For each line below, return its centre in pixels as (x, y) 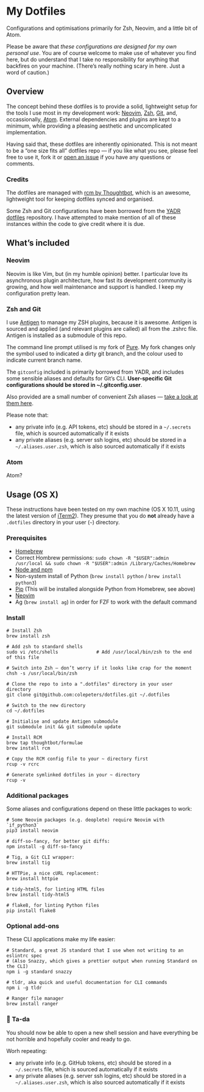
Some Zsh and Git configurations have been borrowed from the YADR (93, 211)
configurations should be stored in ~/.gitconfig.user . (74, 385)
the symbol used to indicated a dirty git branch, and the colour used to (95, 354)
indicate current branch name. (44, 360)
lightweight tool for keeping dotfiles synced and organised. (80, 199)
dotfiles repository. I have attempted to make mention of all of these (91, 217)
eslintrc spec (24, 956)
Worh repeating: (26, 1050)
